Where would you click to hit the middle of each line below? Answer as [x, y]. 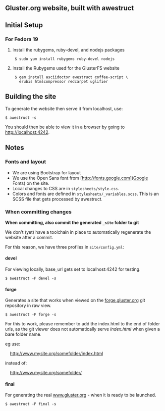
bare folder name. [23, 334]
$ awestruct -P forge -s [31, 315]
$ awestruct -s [21, 118]
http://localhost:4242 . [27, 132]
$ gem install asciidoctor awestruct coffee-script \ [71, 77]
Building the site [31, 97]
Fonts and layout [26, 162]
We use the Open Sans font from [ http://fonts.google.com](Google [80, 178]
